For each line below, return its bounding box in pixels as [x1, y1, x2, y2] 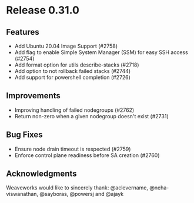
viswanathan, [6, 191, 39, 198]
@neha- [149, 184, 169, 191]
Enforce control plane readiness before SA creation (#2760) [14, 151, 160, 159]
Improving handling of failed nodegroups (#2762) [14, 107, 135, 114]
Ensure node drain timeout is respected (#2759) [14, 145, 131, 152]
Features [6, 27, 39, 37]
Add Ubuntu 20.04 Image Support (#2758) [14, 42, 118, 49]
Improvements [6, 91, 61, 101]
